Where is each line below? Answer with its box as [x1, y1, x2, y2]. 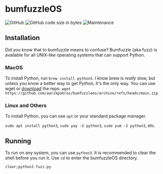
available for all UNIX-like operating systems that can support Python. [5, 52, 145, 58]
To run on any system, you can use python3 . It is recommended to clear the [5, 150, 156, 156]
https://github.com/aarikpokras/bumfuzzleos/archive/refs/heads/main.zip [5, 91, 159, 96]
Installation [5, 34, 40, 42]
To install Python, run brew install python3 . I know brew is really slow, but [5, 75, 155, 81]
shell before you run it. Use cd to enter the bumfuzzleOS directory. [5, 155, 138, 161]
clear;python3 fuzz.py [5, 165, 51, 170]
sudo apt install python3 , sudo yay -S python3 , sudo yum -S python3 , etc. [5, 123, 156, 129]
